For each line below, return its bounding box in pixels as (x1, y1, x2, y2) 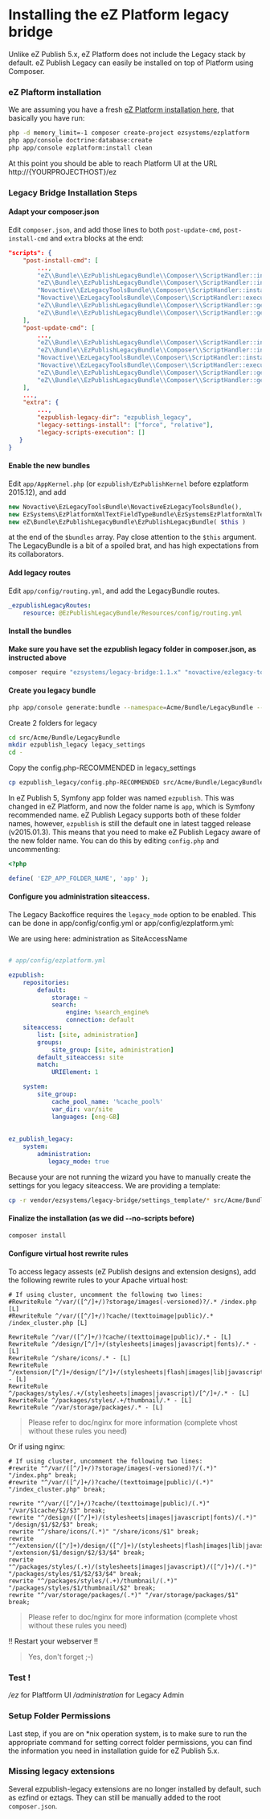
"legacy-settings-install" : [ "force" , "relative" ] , (37, 421, 215, 430)
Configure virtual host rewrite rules (8, 1249, 129, 1258)
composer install (8, 1231, 67, 1240)
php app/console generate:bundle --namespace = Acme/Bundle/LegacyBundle (8, 703, 253, 711)
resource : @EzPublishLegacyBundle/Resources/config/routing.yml (22, 609, 243, 617)
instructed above (8, 652, 67, 662)
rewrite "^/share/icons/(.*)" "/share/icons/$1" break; (8, 1527, 199, 1536)
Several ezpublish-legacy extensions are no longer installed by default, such (8, 1784, 261, 1793)
